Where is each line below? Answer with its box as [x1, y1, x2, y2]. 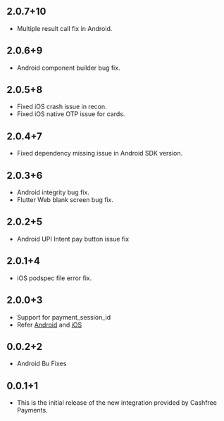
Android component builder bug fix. [16, 63, 120, 72]
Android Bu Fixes [16, 359, 67, 368]
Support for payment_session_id [16, 313, 111, 321]
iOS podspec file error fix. [16, 274, 92, 282]
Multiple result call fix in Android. [16, 24, 113, 32]
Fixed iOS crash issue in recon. [16, 102, 107, 111]
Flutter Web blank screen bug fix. [16, 196, 114, 204]
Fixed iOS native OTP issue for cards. [16, 110, 125, 118]
